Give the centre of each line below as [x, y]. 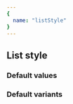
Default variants [35, 94]
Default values [32, 75]
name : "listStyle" [40, 20]
